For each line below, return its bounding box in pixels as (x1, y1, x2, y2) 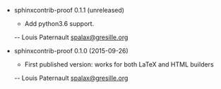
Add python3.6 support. (24, 20, 95, 27)
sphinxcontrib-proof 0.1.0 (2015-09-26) (13, 47, 129, 55)
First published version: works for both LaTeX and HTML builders (24, 60, 214, 69)
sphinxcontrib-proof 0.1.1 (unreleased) (13, 6, 125, 14)
